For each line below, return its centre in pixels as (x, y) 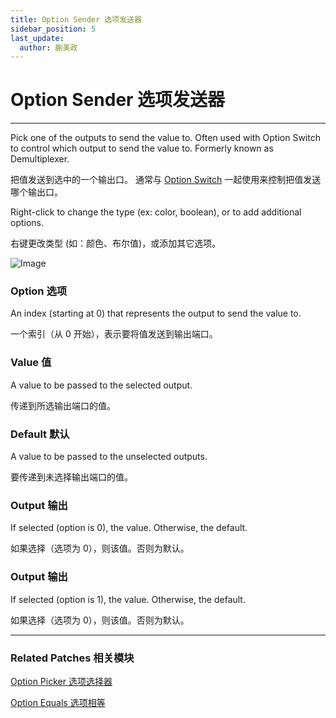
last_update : (37, 38)
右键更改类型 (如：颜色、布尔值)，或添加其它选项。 (116, 243)
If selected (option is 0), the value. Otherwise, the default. (129, 528)
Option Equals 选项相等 (58, 702)
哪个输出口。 (36, 192)
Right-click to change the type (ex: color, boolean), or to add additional (156, 212)
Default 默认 (40, 434)
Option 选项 (39, 291)
